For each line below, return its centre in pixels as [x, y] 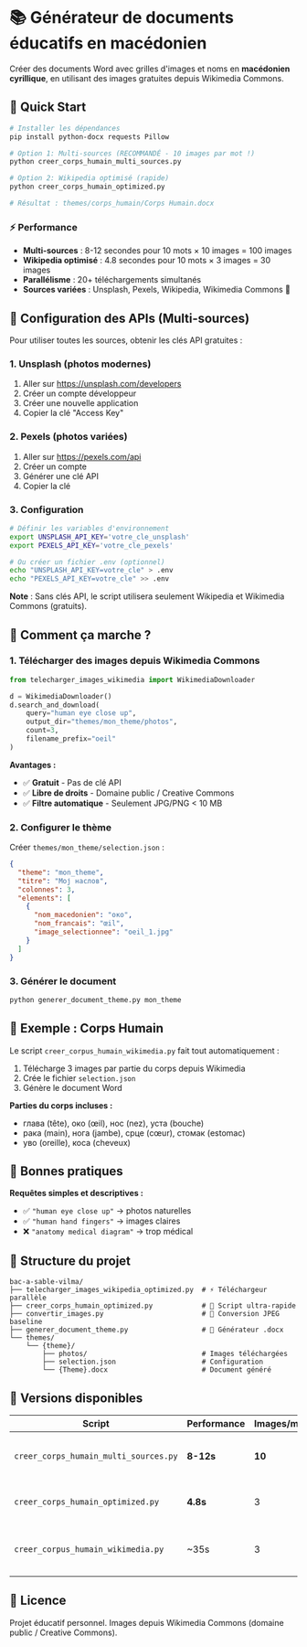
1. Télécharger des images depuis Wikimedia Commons [135, 661]
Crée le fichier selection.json [79, 1078]
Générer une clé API [60, 476]
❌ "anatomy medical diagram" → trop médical [108, 1232]
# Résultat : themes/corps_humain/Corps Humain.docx [112, 203]
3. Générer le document [63, 981]
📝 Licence [38, 1601]
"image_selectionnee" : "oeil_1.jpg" [103, 932]
